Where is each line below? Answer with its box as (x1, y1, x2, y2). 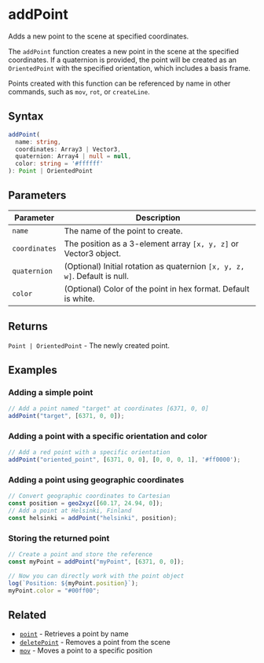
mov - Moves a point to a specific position (19, 646, 153, 655)
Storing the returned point (8, 533, 110, 544)
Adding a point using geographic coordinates (8, 474, 185, 485)
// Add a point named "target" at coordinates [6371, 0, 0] (8, 405, 210, 413)
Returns (8, 320, 49, 333)
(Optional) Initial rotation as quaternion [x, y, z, (64, 261, 245, 272)
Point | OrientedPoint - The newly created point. (8, 340, 170, 350)
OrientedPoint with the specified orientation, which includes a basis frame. (8, 63, 251, 72)
